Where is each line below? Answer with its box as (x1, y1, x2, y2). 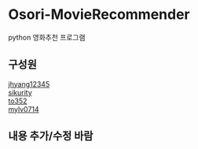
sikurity (8, 88, 33, 97)
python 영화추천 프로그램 (8, 32, 86, 42)
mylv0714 (8, 104, 39, 114)
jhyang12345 (8, 79, 50, 88)
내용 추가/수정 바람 (8, 129, 93, 143)
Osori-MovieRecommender (8, 6, 190, 24)
